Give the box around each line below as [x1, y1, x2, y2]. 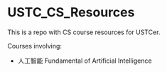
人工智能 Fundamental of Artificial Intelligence [17, 56, 152, 65]
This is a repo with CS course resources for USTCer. [7, 28, 161, 36]
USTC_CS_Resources [7, 4, 135, 21]
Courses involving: [7, 41, 63, 50]
